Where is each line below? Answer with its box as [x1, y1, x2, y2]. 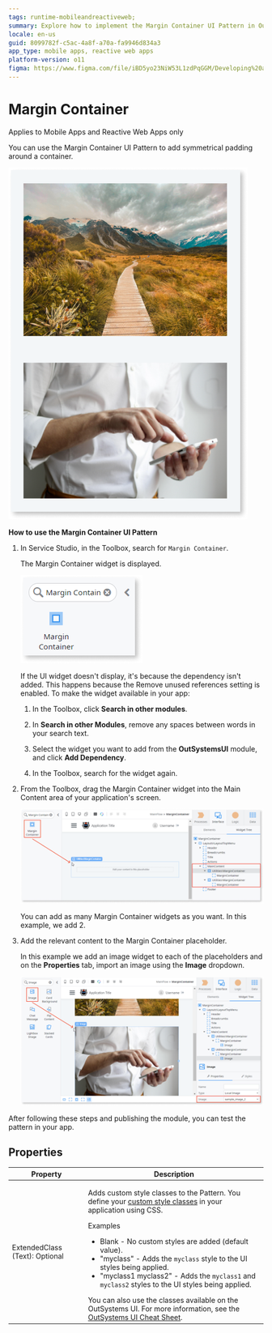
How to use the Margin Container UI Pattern [8, 527, 158, 537]
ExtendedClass [11, 1242, 62, 1252]
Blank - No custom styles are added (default [100, 1237, 249, 1246]
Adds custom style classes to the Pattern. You [87, 1188, 241, 1198]
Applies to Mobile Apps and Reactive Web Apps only [8, 126, 184, 137]
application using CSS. [87, 1205, 164, 1215]
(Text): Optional [11, 1251, 64, 1261]
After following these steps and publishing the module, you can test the [8, 1114, 246, 1123]
